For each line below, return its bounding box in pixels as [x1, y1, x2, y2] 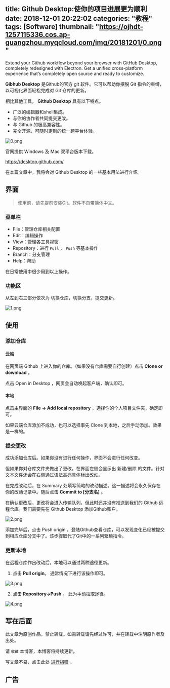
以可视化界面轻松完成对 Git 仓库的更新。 [5, 87, 90, 93]
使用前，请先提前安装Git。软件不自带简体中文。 [17, 200, 117, 206]
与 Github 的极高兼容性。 [12, 121, 65, 128]
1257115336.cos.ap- [5, 30, 71, 39]
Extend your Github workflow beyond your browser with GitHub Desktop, [5, 60, 158, 66]
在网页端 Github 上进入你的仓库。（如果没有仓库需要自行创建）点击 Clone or [5, 363, 163, 369]
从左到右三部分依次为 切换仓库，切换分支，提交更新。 [5, 295, 117, 301]
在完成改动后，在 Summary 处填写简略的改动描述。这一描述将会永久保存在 [5, 483, 161, 489]
